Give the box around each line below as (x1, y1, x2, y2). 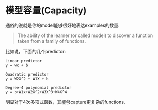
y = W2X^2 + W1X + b (5, 76, 49, 81)
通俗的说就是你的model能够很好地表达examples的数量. (5, 22, 120, 28)
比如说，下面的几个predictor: (5, 48, 66, 54)
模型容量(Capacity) (5, 5, 87, 16)
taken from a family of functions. (17, 38, 86, 44)
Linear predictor (5, 58, 42, 63)
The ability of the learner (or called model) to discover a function (17, 32, 153, 39)
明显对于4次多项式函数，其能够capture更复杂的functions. (5, 99, 125, 105)
